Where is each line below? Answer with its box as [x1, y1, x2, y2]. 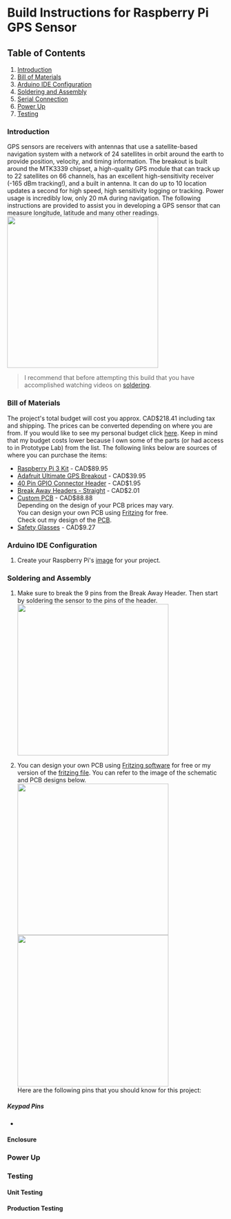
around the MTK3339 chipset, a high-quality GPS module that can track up [7, 165, 221, 173]
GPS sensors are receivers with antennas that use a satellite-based [7, 143, 198, 151]
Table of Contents [7, 47, 86, 59]
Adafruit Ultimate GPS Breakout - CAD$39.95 [17, 471, 146, 480]
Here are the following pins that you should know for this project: [17, 1086, 202, 1094]
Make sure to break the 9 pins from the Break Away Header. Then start [17, 589, 219, 597]
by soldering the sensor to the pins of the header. [17, 597, 158, 605]
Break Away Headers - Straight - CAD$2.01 [17, 486, 140, 494]
